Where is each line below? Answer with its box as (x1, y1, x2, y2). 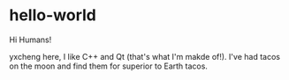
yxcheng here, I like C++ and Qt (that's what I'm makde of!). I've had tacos (9, 51, 281, 62)
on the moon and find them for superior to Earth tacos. (9, 61, 208, 71)
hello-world (9, 5, 97, 25)
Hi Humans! (9, 34, 52, 45)
